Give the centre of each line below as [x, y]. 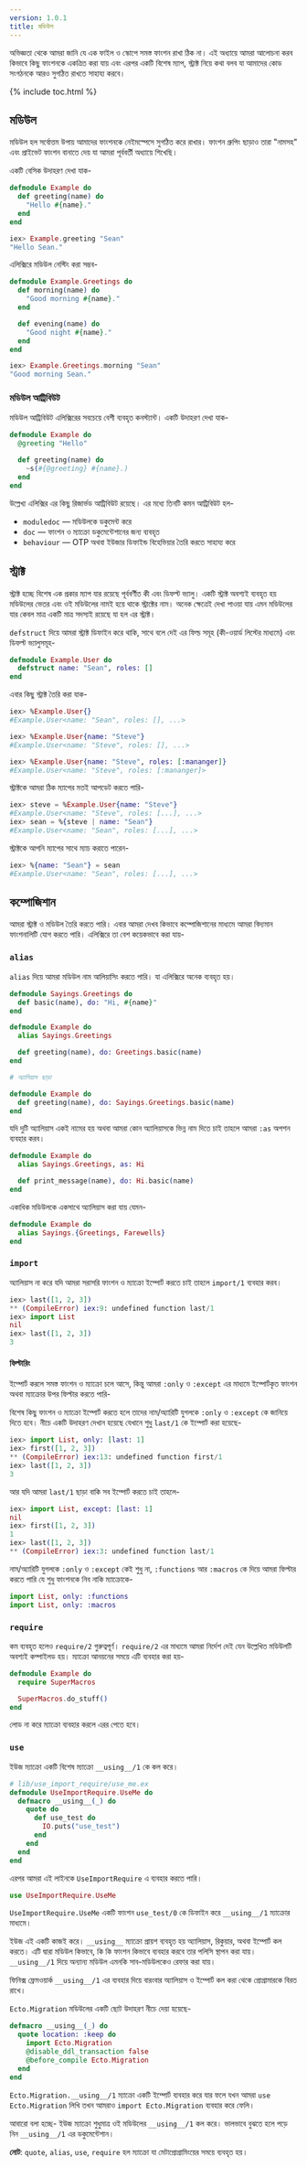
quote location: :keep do [67, 2035]
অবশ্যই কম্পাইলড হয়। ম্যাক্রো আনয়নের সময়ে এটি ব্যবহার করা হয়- [97, 1656]
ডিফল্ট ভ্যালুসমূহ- [32, 642]
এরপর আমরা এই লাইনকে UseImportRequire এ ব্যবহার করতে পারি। [106, 1878]
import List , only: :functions [69, 1596]
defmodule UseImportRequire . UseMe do [81, 1792]
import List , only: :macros [63, 1605]
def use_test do [64, 1818]
